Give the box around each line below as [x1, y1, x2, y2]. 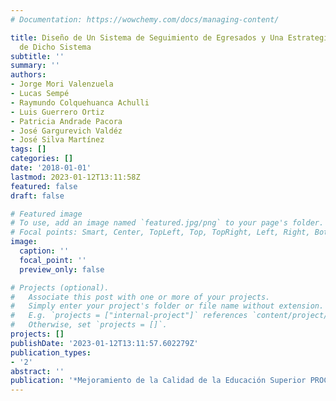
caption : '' [19, 246, 70, 256]
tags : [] [10, 144, 47, 155]
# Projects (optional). [10, 282, 110, 293]
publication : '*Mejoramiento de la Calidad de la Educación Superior [10, 376, 307, 386]
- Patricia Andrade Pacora [10, 116, 123, 126]
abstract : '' [10, 366, 65, 376]
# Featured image [10, 209, 83, 219]
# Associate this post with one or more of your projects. [10, 292, 271, 302]
